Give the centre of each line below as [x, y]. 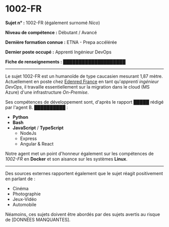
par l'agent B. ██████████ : [37, 107]
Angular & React [37, 143]
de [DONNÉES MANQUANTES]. [38, 219]
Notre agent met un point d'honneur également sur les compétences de [79, 154]
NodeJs [28, 133]
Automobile [24, 204]
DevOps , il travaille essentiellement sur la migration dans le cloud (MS [77, 87]
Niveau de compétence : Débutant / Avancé [51, 32]
